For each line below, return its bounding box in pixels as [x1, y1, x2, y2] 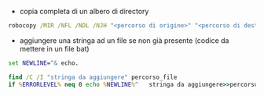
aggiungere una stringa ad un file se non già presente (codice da [19, 35, 229, 45]
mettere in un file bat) [19, 44, 90, 53]
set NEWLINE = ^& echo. [8, 59, 79, 67]
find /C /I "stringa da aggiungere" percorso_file [8, 73, 178, 81]
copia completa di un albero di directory [19, 7, 149, 16]
